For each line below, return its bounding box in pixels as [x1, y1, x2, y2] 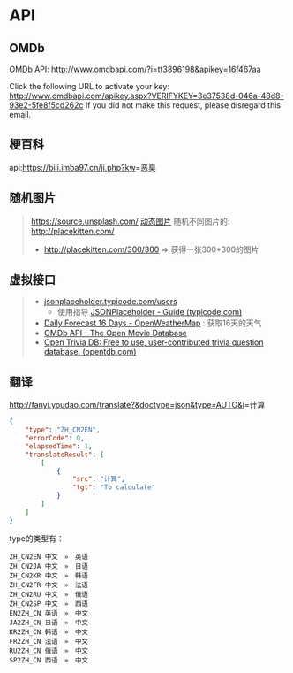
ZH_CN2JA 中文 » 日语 [9, 562, 88, 570]
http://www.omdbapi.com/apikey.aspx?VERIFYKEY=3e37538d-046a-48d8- [9, 90, 284, 101]
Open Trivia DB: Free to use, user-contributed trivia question [43, 337, 264, 348]
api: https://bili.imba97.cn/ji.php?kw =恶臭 [9, 162, 157, 172]
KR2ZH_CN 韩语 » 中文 [9, 627, 88, 637]
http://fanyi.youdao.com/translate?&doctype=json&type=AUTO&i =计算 [9, 400, 266, 410]
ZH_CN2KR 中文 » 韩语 [9, 571, 88, 580]
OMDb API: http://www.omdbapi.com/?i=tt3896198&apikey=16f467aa [9, 64, 262, 74]
